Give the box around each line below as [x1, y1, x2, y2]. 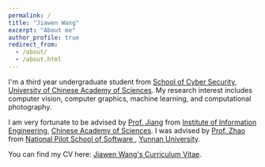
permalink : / [8, 11, 51, 20]
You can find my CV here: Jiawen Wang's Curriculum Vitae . [8, 149, 202, 158]
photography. [8, 102, 52, 111]
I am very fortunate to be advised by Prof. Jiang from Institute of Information [8, 117, 257, 127]
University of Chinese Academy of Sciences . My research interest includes [8, 85, 253, 95]
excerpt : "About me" [8, 26, 77, 34]
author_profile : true [8, 33, 80, 42]
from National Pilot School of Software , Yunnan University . [8, 134, 200, 143]
